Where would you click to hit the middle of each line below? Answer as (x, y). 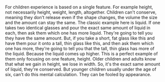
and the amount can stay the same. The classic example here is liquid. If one (83, 22)
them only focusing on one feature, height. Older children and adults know (81, 59)
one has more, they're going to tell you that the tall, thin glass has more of (80, 49)
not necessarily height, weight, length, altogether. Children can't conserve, (81, 12)
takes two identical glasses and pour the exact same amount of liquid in (78, 28)
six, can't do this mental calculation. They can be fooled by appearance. (78, 74)
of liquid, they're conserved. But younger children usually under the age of (81, 69)
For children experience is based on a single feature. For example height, (79, 7)
